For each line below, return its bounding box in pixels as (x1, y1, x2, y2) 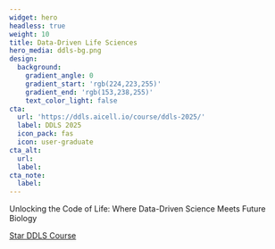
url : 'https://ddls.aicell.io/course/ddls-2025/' (17, 112, 205, 121)
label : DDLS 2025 (17, 121, 82, 130)
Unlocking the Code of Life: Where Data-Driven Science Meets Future (9, 203, 266, 214)
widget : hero (9, 12, 58, 22)
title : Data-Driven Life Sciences (9, 37, 138, 47)
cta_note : (9, 170, 46, 179)
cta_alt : (9, 145, 42, 154)
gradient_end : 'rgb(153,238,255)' (25, 87, 154, 96)
